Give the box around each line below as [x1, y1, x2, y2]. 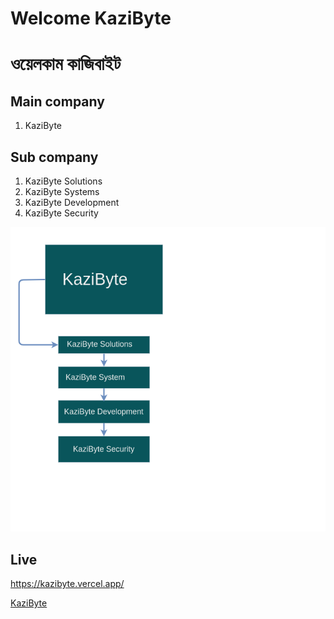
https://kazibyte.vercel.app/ [10, 578, 125, 590]
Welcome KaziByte [10, 7, 172, 30]
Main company [10, 93, 105, 110]
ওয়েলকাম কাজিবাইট [10, 53, 121, 76]
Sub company [10, 148, 99, 166]
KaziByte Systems [24, 186, 100, 197]
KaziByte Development [24, 197, 120, 208]
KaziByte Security [24, 207, 99, 219]
